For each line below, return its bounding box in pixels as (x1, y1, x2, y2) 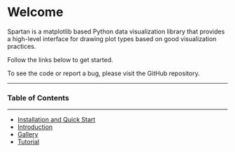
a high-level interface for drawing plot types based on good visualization (7, 34, 217, 43)
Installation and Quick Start (17, 116, 96, 124)
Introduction (17, 123, 53, 131)
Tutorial (17, 137, 40, 146)
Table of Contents (7, 93, 70, 102)
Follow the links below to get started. (7, 55, 113, 63)
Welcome (7, 4, 64, 20)
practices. (7, 42, 36, 50)
